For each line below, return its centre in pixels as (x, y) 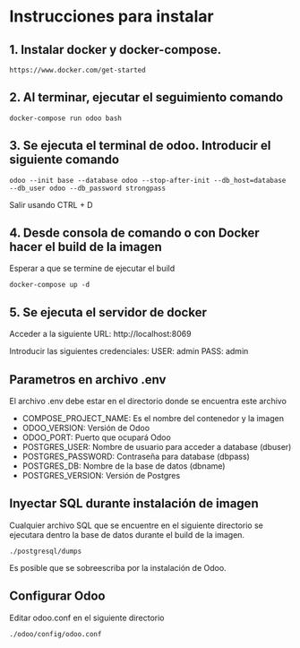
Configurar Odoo (57, 596)
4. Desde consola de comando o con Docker (134, 233)
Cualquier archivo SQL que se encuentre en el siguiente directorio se (137, 525)
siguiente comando (64, 160)
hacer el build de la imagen (86, 247)
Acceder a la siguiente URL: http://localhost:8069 (100, 334)
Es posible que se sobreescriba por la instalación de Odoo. (118, 567)
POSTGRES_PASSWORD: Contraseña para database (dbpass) (136, 457)
